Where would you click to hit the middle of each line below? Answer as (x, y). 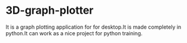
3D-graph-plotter (50, 10)
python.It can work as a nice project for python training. (74, 33)
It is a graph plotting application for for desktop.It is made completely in (93, 27)
